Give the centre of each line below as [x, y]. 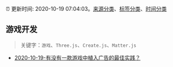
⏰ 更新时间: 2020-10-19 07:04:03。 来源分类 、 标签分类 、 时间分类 [86, 9]
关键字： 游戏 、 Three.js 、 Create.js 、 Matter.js [78, 45]
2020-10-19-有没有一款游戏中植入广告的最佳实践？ [77, 57]
